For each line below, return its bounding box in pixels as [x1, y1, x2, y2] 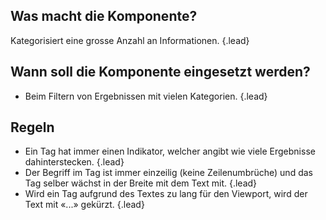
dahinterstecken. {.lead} [24, 156, 125, 168]
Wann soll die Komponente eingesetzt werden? [10, 64, 311, 81]
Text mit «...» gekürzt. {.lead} [24, 199, 145, 211]
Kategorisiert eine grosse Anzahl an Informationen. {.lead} [10, 34, 250, 46]
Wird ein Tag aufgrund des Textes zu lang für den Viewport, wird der [24, 188, 308, 200]
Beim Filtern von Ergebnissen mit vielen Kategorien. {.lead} [24, 90, 268, 102]
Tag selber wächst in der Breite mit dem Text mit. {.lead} [24, 177, 258, 189]
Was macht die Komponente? [10, 8, 198, 25]
